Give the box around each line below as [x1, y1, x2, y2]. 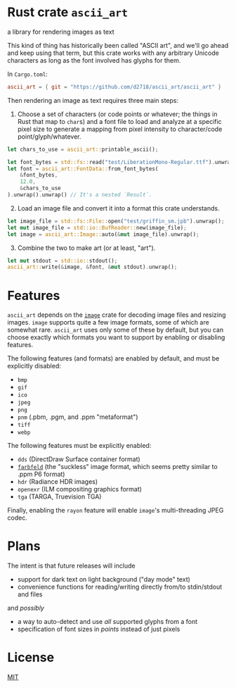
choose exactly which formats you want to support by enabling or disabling [7, 333, 225, 342]
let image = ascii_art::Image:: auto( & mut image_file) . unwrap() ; [7, 230, 199, 238]
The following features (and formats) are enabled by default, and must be [7, 354, 220, 363]
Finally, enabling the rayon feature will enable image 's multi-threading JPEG [7, 506, 224, 515]
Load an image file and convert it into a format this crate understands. [17, 204, 220, 212]
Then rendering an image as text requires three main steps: [7, 96, 179, 104]
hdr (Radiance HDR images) [17, 477, 98, 486]
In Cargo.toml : [7, 70, 48, 78]
